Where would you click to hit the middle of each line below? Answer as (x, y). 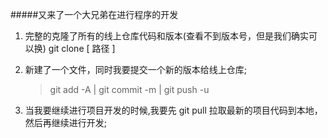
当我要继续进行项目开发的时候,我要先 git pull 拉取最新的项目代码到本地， (173, 110)
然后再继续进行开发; (66, 122)
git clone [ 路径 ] (82, 48)
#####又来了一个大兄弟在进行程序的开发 (94, 14)
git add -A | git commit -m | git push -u (129, 89)
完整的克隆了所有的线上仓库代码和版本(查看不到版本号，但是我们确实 (166, 36)
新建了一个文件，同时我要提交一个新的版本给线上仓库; (136, 69)
